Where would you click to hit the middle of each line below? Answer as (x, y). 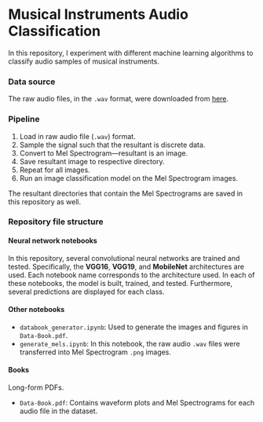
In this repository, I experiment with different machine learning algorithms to (131, 53)
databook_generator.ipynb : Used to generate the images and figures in (134, 327)
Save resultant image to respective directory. (92, 161)
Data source (32, 82)
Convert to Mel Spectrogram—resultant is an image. (104, 153)
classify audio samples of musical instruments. (84, 61)
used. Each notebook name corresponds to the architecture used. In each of (131, 275)
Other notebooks (37, 310)
